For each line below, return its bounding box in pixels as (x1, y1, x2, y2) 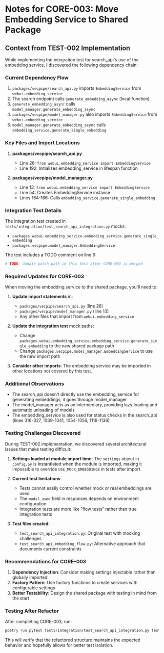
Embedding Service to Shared (5, 14, 128, 25)
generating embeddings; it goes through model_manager (12, 396, 127, 403)
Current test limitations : (12, 475, 62, 481)
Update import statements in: (12, 293, 73, 300)
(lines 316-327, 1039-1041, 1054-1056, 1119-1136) (12, 418, 110, 423)
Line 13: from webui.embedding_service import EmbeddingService (19, 184, 150, 190)
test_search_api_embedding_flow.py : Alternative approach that (19, 541, 145, 547)
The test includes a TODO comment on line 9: (5, 252, 97, 258)
